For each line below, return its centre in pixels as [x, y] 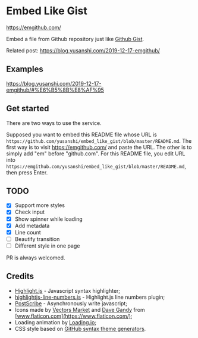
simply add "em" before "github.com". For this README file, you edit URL [96, 154]
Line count [28, 232]
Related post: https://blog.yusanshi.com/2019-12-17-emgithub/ [83, 50]
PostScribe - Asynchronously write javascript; [71, 303]
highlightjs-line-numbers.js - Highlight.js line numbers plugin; [90, 297]
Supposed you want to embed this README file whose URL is [82, 134]
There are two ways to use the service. [54, 123]
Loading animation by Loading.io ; [56, 322]
